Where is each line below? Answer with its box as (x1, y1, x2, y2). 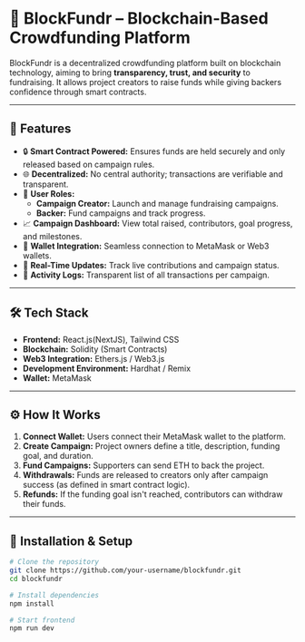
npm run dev (9, 624, 54, 633)
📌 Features (9, 122, 72, 137)
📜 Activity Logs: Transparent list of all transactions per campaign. (22, 269, 271, 280)
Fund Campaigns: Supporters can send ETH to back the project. (22, 460, 265, 471)
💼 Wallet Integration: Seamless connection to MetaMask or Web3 (22, 240, 270, 251)
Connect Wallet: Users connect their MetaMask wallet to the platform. (22, 431, 286, 443)
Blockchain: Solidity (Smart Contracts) (22, 344, 168, 355)
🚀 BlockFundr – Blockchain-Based (9, 8, 270, 29)
